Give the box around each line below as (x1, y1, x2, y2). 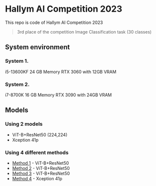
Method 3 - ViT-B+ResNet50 (12, 170, 70, 176)
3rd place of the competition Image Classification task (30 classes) (17, 29, 152, 35)
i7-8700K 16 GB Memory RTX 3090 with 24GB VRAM (5, 92, 112, 98)
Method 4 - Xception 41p (12, 175, 62, 181)
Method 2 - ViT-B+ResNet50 (12, 165, 70, 171)
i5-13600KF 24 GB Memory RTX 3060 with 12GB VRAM (5, 69, 117, 74)
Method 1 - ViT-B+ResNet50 (12, 160, 69, 166)
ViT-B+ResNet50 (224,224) (12, 131, 68, 137)
